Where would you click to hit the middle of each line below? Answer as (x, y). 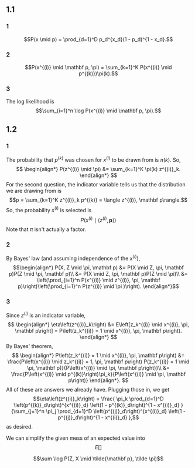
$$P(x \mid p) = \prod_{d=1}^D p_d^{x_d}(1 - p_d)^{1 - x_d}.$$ (98, 39)
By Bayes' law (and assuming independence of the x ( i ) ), (73, 258)
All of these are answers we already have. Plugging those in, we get (88, 389)
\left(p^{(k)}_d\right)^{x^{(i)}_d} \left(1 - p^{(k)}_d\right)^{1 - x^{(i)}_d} (97, 405)
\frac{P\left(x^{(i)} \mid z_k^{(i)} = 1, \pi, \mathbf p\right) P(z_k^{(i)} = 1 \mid (98, 362)
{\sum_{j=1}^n (28, 411)
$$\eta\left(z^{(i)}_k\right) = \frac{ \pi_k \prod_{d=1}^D (98, 399)
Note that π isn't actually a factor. (46, 229)
